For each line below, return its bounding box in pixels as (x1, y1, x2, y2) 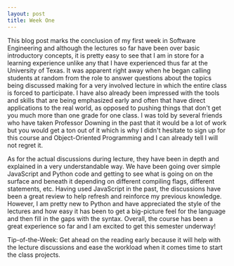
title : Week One (7, 17, 55, 24)
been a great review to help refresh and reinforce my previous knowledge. (7, 191, 222, 201)
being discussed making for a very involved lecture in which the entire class (7, 81, 227, 89)
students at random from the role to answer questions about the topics (7, 73, 212, 82)
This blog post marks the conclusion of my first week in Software (7, 36, 196, 44)
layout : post (7, 10, 46, 18)
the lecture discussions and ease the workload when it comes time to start (7, 243, 223, 251)
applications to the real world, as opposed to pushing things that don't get (7, 103, 221, 112)
